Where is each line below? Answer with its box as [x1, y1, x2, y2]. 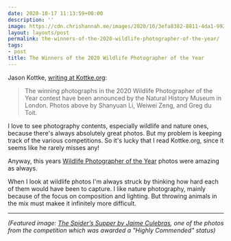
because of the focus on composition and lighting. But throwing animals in [8, 192, 218, 200]
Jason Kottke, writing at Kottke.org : [8, 73, 108, 81]
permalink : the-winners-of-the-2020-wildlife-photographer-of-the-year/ [8, 36, 220, 42]
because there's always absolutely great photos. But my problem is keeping [8, 129, 222, 137]
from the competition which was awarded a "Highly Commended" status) [8, 226, 216, 234]
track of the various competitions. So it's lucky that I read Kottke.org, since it [8, 136, 224, 144]
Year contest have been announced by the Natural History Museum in [24, 94, 222, 102]
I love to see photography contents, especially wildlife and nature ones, [8, 121, 209, 130]
